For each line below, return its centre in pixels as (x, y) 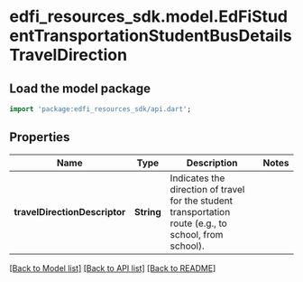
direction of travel (207, 189)
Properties (40, 137)
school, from (197, 234)
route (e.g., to (198, 223)
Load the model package (80, 88)
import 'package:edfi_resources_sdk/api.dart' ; (101, 109)
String (148, 211)
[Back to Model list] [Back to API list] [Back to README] (113, 268)
